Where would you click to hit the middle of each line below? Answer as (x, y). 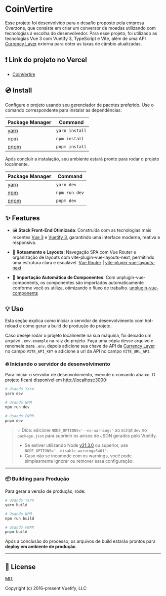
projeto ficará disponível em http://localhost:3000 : (56, 380)
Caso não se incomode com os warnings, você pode (78, 456)
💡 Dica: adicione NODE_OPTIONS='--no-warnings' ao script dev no (82, 430)
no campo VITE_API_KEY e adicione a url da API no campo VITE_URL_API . (78, 351)
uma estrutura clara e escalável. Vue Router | (58, 263)
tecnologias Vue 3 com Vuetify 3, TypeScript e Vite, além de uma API (76, 39)
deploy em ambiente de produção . (41, 547)
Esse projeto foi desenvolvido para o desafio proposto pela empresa (75, 23)
